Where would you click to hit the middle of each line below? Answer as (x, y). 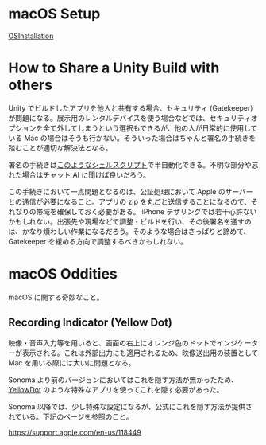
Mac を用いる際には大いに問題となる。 (72, 362)
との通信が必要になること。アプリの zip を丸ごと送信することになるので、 (130, 201)
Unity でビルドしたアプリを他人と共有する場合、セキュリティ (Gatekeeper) (131, 107)
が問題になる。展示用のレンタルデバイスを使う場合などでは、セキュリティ (130, 118)
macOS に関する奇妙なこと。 (56, 297)
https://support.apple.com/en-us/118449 (75, 432)
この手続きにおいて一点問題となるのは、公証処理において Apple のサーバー (131, 191)
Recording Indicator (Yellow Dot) (91, 323)
